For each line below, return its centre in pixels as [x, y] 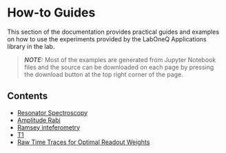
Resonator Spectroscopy [52, 112]
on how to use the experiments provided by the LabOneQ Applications [107, 39]
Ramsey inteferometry [49, 127]
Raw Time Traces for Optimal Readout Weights [83, 142]
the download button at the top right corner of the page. [104, 74]
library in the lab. [31, 46]
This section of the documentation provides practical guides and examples [113, 32]
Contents [28, 96]
